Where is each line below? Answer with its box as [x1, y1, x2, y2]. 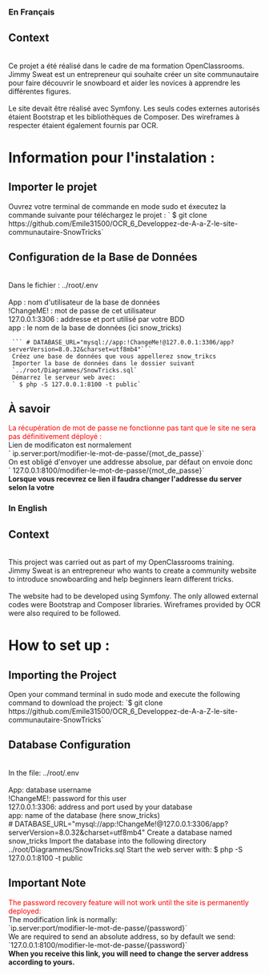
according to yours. [8, 957, 75, 967]
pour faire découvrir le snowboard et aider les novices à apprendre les [8, 78, 241, 87]
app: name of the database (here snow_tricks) [8, 810, 160, 820]
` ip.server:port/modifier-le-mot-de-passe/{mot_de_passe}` [8, 449, 205, 458]
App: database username [8, 784, 92, 795]
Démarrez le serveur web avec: [11, 373, 116, 381]
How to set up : [8, 636, 110, 655]
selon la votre [8, 483, 54, 493]
